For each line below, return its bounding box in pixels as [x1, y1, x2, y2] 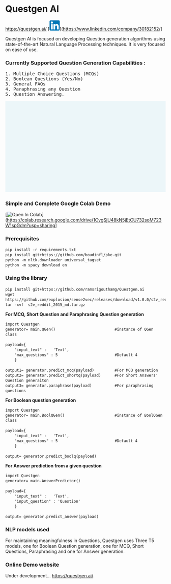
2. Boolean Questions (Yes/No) [5, 76, 83, 82]
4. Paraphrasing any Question [5, 86, 81, 92]
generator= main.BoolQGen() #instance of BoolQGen [5, 413, 163, 418]
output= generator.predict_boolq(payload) [5, 454, 97, 459]
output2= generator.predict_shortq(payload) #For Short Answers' [5, 373, 158, 378]
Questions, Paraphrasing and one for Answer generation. [5, 548, 125, 554]
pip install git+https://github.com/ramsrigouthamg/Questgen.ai [5, 287, 145, 292]
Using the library [5, 275, 47, 282]
